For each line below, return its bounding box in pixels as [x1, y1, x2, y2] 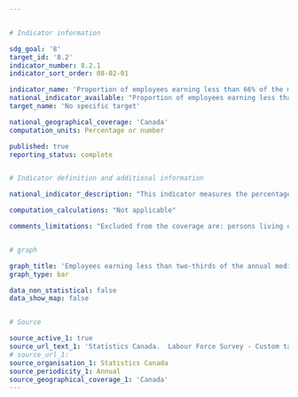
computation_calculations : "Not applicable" [9, 206, 176, 215]
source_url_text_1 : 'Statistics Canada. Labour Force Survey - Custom [9, 342, 279, 351]
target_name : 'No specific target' [9, 102, 141, 111]
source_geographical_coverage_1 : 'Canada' [9, 375, 169, 384]
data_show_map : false [9, 294, 90, 303]
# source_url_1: [9, 350, 69, 359]
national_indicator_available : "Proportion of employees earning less [9, 94, 276, 103]
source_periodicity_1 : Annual [9, 367, 122, 376]
